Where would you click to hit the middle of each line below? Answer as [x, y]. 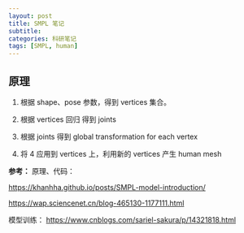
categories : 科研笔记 [43, 39]
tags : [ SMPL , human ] [44, 46]
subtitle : [25, 31]
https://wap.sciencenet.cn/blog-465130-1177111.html [96, 203]
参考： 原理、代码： [41, 170]
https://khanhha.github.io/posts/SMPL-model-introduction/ [107, 187]
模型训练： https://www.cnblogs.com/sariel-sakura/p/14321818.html [122, 219]
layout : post [30, 16]
